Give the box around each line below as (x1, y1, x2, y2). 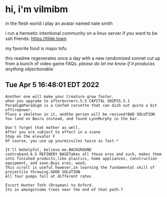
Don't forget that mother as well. (5, 125, 80, 130)
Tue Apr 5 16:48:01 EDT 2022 (5, 81, 100, 89)
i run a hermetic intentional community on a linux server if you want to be (5, 30, 158, 36)
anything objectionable (5, 66, 54, 72)
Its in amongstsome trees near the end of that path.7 (5, 187, 123, 192)
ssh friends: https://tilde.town (5, 35, 67, 42)
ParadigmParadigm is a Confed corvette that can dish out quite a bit (5, 103, 157, 108)
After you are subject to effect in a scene (5, 129, 101, 135)
